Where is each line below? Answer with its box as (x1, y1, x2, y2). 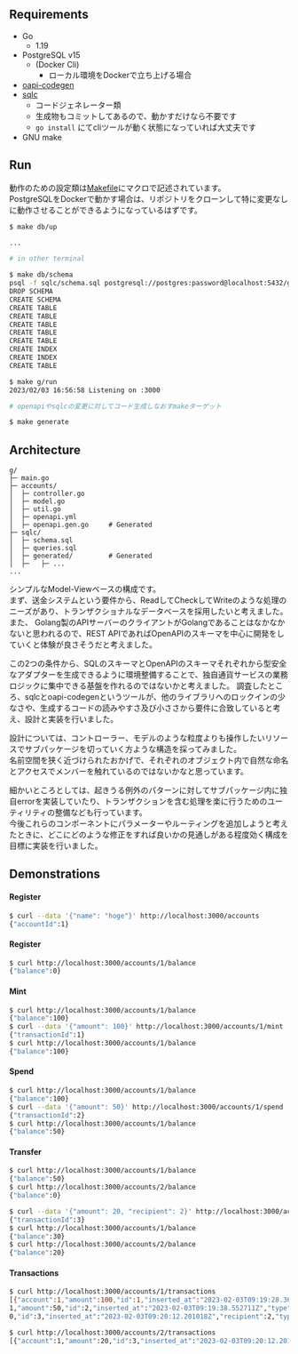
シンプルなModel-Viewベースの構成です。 (9, 584, 161, 595)
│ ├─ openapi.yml (9, 513, 77, 522)
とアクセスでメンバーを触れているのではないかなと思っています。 (9, 766, 248, 777)
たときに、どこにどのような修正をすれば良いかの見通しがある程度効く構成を (9, 829, 289, 840)
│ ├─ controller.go (9, 489, 86, 499)
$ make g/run (9, 377, 58, 386)
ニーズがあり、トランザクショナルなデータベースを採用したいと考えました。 (9, 606, 288, 617)
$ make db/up (9, 222, 58, 231)
